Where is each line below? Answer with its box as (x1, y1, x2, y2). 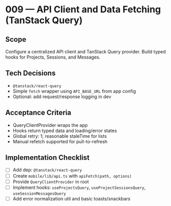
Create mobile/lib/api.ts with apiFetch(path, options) (12, 173, 132, 179)
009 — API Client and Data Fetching (5, 4, 161, 15)
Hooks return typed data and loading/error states (12, 127, 117, 134)
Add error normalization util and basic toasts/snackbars (12, 195, 131, 201)
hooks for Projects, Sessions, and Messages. (5, 54, 101, 60)
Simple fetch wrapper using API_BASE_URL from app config (12, 88, 136, 94)
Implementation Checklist (5, 153, 90, 162)
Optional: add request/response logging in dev (12, 93, 111, 100)
